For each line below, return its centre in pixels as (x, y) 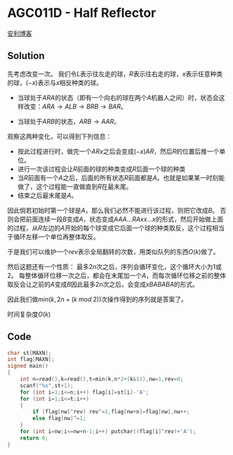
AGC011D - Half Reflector (82, 13)
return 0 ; (34, 438)
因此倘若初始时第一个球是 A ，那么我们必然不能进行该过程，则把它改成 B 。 (113, 210)
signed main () (28, 366)
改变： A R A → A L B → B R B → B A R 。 (75, 106)
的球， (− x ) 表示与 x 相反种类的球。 (55, 82)
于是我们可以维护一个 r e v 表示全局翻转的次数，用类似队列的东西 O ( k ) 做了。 (113, 251)
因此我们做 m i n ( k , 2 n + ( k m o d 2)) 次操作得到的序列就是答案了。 (98, 299)
